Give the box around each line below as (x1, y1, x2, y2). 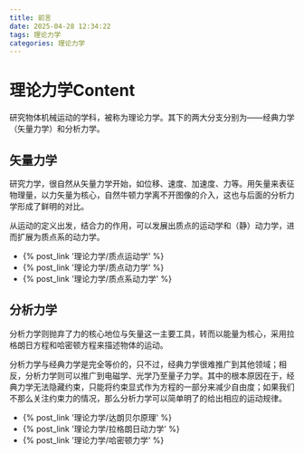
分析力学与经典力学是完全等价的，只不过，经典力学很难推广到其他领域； (9, 359, 279, 370)
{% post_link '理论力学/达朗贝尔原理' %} (22, 411, 173, 422)
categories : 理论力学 (9, 38, 86, 48)
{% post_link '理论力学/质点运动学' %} (22, 251, 165, 261)
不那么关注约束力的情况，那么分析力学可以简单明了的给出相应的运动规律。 (9, 392, 287, 403)
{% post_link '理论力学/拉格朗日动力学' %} (22, 423, 181, 434)
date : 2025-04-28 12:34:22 (9, 22, 111, 31)
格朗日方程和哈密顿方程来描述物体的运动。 (9, 339, 168, 350)
